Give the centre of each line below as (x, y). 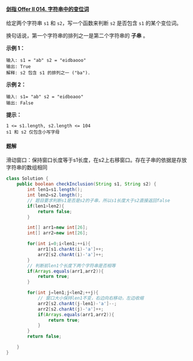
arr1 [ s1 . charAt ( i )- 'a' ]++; (71, 249)
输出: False (20, 103)
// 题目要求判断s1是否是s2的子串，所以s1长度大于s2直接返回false (99, 200)
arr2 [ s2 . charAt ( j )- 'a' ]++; (71, 309)
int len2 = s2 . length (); (55, 195)
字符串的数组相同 (27, 167)
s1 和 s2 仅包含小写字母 (33, 133)
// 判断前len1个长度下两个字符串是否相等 (71, 266)
